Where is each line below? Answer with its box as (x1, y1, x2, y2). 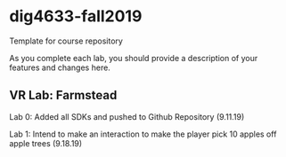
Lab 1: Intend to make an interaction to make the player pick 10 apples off (9, 129, 277, 139)
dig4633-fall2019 (9, 6, 143, 27)
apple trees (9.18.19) (9, 137, 83, 148)
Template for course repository (9, 35, 123, 46)
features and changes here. (9, 62, 111, 73)
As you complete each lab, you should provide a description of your (9, 52, 258, 63)
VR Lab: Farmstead (9, 88, 118, 103)
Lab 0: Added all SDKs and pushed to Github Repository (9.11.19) (9, 111, 245, 122)
